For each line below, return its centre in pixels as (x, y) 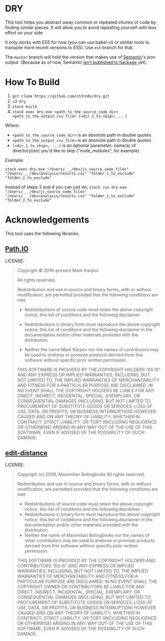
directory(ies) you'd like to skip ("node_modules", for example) (76, 150)
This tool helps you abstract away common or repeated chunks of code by (81, 22)
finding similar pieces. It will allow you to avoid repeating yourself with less (81, 27)
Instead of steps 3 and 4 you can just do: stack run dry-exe (66, 187)
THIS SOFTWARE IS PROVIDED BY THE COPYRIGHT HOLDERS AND (86, 561)
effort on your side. (25, 33)
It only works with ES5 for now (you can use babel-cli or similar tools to (77, 42)
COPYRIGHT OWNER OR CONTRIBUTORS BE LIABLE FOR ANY (81, 587)
